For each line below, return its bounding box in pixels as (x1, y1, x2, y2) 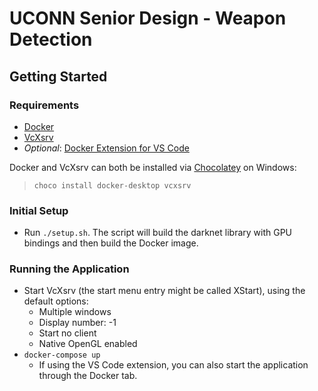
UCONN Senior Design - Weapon (9, 7, 287, 30)
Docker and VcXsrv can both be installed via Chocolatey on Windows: (9, 161, 297, 173)
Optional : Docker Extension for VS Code (23, 142, 190, 154)
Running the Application (9, 262, 130, 276)
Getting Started (9, 68, 108, 85)
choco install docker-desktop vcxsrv (33, 180, 192, 191)
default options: (23, 295, 89, 307)
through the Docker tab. (38, 370, 138, 382)
